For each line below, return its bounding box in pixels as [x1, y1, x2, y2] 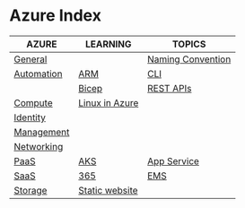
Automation [13, 67, 63, 80]
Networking [13, 140, 64, 152]
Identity [13, 111, 47, 124]
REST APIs [146, 82, 192, 94]
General [13, 53, 48, 65]
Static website [78, 184, 138, 196]
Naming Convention [146, 53, 232, 65]
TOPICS [171, 38, 206, 50]
